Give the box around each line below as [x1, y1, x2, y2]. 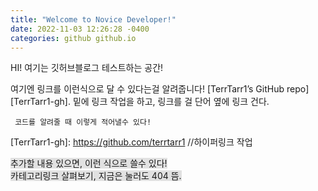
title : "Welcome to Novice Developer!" [10, 14, 177, 25]
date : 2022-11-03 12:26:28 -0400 [10, 24, 150, 34]
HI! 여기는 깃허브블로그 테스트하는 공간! [10, 62, 164, 74]
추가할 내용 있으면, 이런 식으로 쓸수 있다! [10, 157, 168, 170]
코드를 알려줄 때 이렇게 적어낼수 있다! [14, 117, 152, 128]
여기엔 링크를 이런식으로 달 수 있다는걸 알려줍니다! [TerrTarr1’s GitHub [10, 83, 285, 95]
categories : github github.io [10, 33, 137, 43]
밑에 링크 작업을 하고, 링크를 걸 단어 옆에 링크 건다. [72, 96, 270, 108]
